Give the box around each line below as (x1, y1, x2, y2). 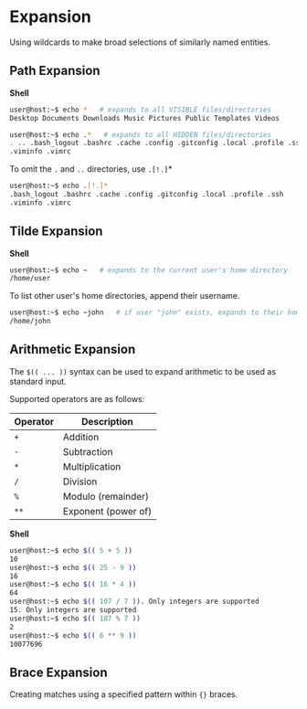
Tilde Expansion (9, 224, 103, 239)
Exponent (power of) (62, 504, 153, 517)
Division (62, 475, 98, 488)
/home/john (9, 317, 51, 326)
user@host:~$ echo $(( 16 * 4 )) (9, 580, 137, 589)
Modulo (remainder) (62, 490, 149, 503)
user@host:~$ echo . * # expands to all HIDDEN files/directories (9, 130, 272, 139)
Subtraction (62, 445, 113, 458)
